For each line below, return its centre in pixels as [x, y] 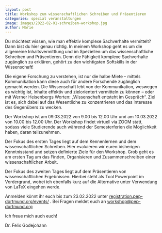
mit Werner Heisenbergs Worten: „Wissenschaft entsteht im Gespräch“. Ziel [80, 97]
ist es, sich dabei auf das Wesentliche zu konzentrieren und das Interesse [79, 102]
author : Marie [19, 28]
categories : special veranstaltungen [43, 18]
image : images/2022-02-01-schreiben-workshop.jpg [56, 23]
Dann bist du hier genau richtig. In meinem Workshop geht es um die [74, 47]
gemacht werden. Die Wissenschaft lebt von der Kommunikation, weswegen [81, 87]
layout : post [18, 9]
